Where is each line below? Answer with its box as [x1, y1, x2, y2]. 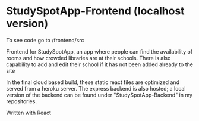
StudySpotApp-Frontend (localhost [6, 4, 185, 18]
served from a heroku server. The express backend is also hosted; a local [6, 85, 186, 92]
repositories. [6, 97, 37, 105]
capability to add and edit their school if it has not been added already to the [6, 61, 193, 68]
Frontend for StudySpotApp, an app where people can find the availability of [6, 48, 193, 55]
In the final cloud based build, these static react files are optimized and [6, 79, 180, 86]
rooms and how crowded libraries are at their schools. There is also [6, 54, 171, 61]
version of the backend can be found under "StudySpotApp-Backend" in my [6, 91, 193, 98]
